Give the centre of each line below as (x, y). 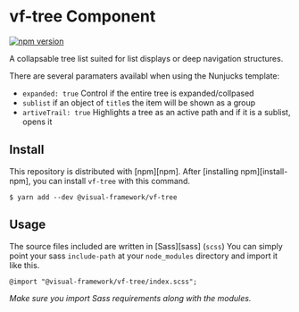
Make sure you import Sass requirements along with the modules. (130, 298)
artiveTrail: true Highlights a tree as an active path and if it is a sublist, (156, 112)
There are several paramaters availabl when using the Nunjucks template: (145, 76)
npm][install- (264, 171)
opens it (37, 122)
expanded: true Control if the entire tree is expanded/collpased (138, 93)
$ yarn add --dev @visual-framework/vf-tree (93, 197)
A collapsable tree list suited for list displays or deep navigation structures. (146, 58)
